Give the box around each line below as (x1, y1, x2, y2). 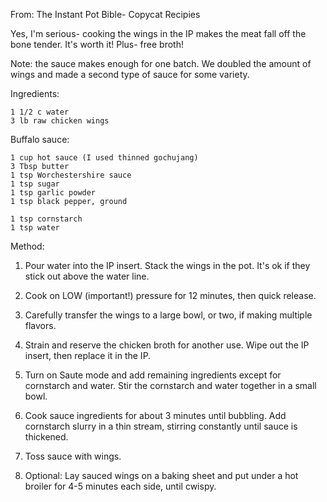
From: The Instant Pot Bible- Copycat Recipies (10, 9, 201, 20)
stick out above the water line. (24, 270, 150, 282)
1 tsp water (10, 223, 60, 233)
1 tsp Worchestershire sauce (10, 170, 132, 180)
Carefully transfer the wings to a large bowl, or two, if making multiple (24, 309, 313, 321)
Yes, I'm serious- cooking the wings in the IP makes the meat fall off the (10, 28, 307, 39)
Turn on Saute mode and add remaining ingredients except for (24, 369, 282, 381)
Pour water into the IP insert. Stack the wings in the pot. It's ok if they (24, 260, 311, 271)
